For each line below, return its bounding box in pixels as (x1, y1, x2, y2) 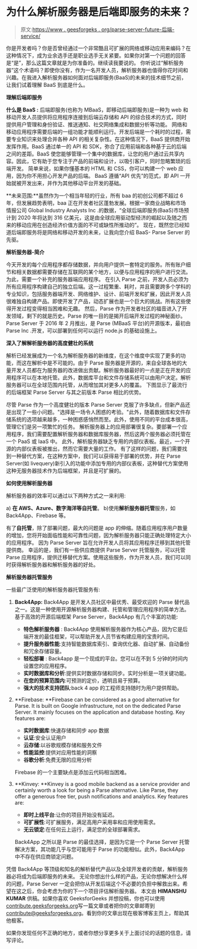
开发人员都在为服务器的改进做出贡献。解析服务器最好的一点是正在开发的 (11, 366, 186, 373)
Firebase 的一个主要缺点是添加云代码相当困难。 (14, 768, 130, 775)
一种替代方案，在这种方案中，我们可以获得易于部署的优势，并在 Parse (11, 452, 181, 460)
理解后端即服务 (6, 93, 42, 100)
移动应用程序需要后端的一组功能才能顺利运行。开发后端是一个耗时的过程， (6, 128, 186, 135)
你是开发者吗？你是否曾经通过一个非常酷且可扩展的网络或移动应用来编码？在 (6, 45, 191, 52)
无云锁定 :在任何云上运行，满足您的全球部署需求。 (23, 826, 144, 833)
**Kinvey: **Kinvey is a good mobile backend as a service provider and (14, 780, 191, 787)
